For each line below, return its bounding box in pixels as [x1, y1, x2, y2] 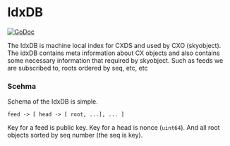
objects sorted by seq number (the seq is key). [7, 131, 143, 140]
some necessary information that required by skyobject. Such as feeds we [7, 56, 224, 64]
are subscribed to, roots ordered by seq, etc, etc [7, 63, 148, 72]
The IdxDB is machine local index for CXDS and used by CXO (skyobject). [7, 41, 222, 49]
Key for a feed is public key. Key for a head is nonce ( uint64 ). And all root [7, 123, 220, 132]
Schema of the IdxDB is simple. [7, 97, 99, 106]
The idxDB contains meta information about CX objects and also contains [7, 49, 220, 57]
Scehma [7, 81, 37, 91]
